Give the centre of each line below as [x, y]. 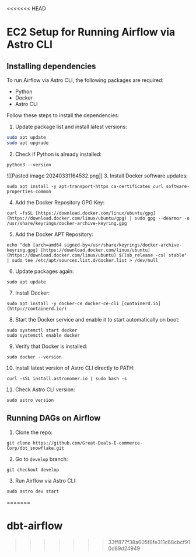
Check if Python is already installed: [58, 154]
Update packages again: [44, 271]
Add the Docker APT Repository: [54, 234]
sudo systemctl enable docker [43, 335]
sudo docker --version [34, 357]
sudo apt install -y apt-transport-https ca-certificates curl [85, 186]
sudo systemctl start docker [42, 330]
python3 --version [29, 165]
